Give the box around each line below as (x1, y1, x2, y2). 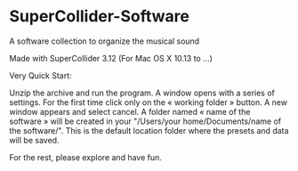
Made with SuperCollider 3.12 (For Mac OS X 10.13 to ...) (9, 53, 213, 63)
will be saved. (9, 134, 60, 145)
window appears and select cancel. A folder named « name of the (9, 106, 251, 117)
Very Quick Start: (9, 69, 72, 81)
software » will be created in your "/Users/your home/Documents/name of (9, 116, 282, 126)
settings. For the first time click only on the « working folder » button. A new (9, 96, 287, 108)
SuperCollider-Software (9, 6, 189, 27)
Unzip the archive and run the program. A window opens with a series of (9, 87, 276, 98)
